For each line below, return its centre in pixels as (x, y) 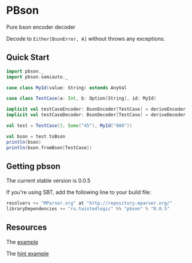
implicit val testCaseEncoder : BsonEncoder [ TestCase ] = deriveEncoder (96, 109)
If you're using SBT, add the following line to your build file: (79, 192)
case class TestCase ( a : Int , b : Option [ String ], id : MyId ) (81, 99)
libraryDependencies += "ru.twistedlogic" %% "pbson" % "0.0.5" (88, 209)
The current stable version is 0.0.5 (48, 181)
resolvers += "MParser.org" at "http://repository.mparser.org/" (89, 203)
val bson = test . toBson (36, 136)
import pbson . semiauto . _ (37, 77)
